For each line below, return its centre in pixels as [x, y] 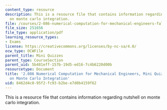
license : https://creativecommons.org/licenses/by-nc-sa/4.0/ [71, 46]
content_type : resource [30, 10]
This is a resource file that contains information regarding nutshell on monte [83, 97]
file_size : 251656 [24, 28]
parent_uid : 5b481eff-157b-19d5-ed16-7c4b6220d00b [59, 65]
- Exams [13, 42]
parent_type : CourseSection [34, 60]
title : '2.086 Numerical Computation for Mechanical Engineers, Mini [79, 74]
